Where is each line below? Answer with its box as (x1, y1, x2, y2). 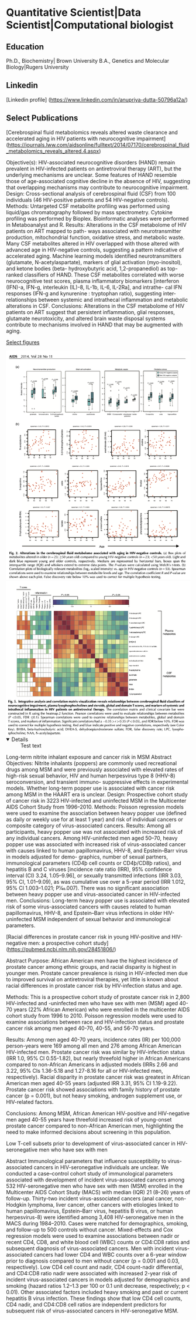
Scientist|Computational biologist (6, 18, 174, 32)
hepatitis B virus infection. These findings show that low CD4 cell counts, (6, 1295, 183, 1302)
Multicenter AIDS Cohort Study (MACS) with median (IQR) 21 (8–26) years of (6, 1189, 190, 1196)
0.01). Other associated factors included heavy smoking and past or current (6, 1289, 188, 1296)
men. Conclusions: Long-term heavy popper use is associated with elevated (6, 897, 190, 904)
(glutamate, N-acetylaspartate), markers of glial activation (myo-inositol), (6, 258, 183, 265)
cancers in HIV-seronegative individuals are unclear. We (33, 1164, 169, 1171)
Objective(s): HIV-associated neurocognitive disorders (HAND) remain (6, 159, 176, 166)
